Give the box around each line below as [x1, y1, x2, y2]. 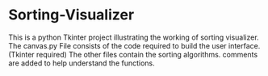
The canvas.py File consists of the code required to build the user [8, 40, 228, 50]
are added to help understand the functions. [8, 58, 155, 68]
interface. [228, 40, 261, 50]
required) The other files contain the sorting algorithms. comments [36, 49, 258, 59]
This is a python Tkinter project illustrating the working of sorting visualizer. [8, 32, 260, 42]
